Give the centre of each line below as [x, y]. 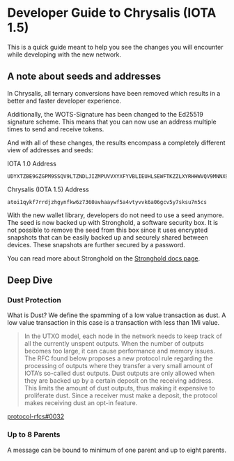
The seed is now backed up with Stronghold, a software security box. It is [113, 222]
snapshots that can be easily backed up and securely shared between [108, 237]
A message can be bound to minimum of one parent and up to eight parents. [117, 450]
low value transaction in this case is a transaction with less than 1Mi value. [114, 323]
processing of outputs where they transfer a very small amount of [118, 366]
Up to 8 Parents [34, 434]
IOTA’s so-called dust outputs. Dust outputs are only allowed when [119, 373]
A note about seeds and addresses [84, 76]
